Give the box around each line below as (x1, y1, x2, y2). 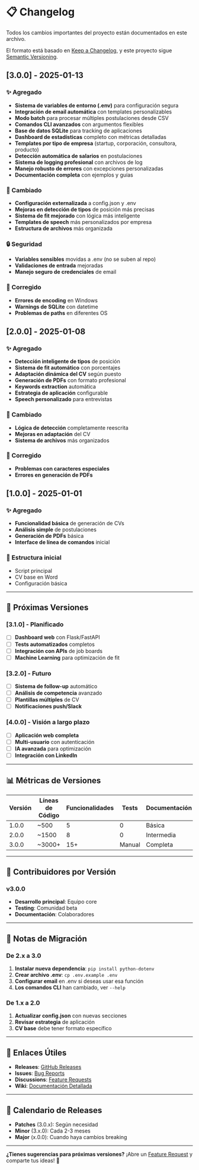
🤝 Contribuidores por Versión (6, 867, 117, 877)
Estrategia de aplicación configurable (14, 389, 108, 396)
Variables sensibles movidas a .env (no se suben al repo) (14, 256, 156, 263)
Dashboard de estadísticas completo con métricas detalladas (14, 133, 167, 140)
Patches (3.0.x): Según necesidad (14, 1121, 98, 1128)
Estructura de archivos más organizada (14, 225, 113, 232)
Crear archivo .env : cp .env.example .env (14, 972, 118, 978)
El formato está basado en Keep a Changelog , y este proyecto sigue (6, 46, 172, 54)
